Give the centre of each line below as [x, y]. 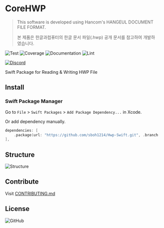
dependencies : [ [21, 130]
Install [15, 88]
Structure [20, 155]
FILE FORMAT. [31, 27]
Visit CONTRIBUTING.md [30, 193]
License [17, 209]
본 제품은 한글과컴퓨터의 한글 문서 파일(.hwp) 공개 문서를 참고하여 [80, 37]
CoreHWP [26, 9]
